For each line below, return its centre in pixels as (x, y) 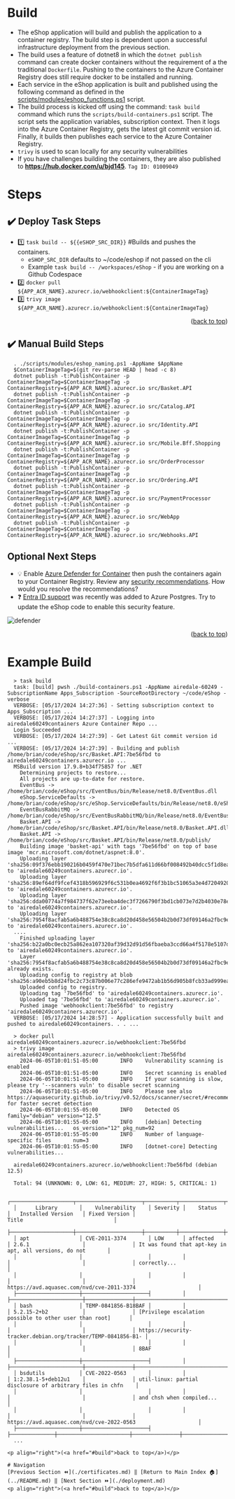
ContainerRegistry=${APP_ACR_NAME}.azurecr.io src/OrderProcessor (106, 461)
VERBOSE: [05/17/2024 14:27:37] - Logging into (84, 718)
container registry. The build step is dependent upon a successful (112, 39)
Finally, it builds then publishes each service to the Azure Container (114, 136)
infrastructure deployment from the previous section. (93, 47)
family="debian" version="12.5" (54, 1116)
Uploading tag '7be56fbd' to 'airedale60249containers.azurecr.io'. (122, 993)
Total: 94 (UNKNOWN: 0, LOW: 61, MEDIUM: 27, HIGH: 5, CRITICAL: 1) (115, 1183)
